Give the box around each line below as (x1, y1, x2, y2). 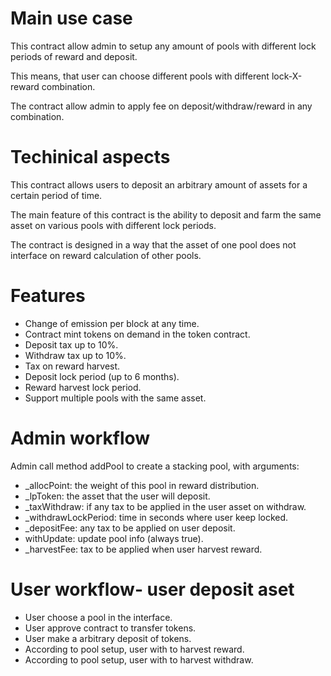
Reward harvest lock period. (24, 381, 142, 393)
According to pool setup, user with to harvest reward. (24, 643, 245, 655)
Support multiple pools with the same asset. (24, 392, 207, 404)
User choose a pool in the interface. (24, 611, 173, 623)
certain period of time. (10, 189, 103, 201)
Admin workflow (10, 427, 151, 449)
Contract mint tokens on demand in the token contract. (24, 328, 251, 340)
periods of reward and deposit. (10, 50, 138, 62)
